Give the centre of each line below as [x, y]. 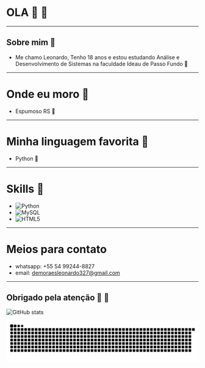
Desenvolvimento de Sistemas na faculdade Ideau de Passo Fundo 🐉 [101, 64]
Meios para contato [56, 249]
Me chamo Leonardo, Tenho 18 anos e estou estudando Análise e [97, 57]
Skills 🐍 [25, 189]
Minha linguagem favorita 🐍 [77, 142]
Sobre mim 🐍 [31, 42]
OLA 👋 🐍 [27, 13]
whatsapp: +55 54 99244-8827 [55, 266]
